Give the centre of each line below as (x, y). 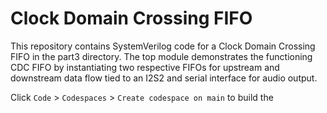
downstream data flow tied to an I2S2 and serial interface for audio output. (164, 78)
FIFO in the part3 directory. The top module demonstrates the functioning (161, 56)
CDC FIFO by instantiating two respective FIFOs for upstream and (145, 67)
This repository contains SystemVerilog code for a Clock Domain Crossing (163, 46)
